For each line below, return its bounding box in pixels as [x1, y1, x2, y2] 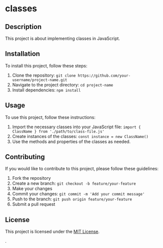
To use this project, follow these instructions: [5, 114, 95, 120]
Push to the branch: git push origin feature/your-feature [12, 196, 132, 202]
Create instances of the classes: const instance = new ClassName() [12, 133, 149, 139]
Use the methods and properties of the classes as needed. [12, 138, 131, 144]
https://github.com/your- [77, 73, 131, 78]
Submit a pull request [12, 201, 55, 207]
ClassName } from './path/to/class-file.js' [12, 129, 105, 134]
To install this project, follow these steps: [5, 62, 88, 69]
